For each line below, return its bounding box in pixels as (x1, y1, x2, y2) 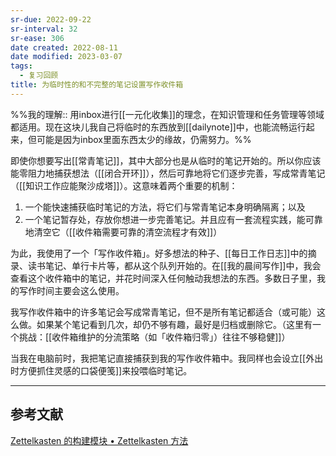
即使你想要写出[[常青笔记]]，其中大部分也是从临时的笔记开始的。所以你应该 (10, 154, 322, 166)
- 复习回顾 (19, 71, 59, 81)
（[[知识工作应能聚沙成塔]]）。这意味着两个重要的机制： (10, 179, 238, 191)
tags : (10, 61, 33, 71)
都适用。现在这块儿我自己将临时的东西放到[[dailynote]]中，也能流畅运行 (10, 121, 307, 133)
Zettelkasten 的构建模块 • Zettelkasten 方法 (10, 434, 189, 446)
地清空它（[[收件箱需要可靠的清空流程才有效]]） (24, 226, 223, 238)
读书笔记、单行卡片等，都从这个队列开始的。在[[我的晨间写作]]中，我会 (27, 259, 322, 271)
